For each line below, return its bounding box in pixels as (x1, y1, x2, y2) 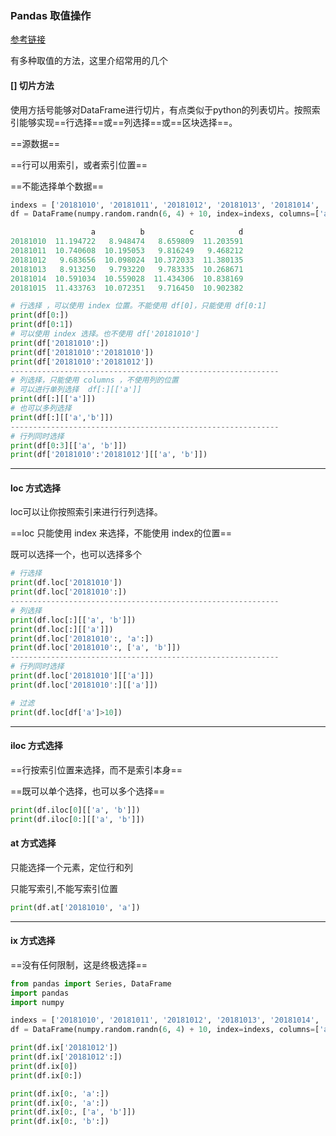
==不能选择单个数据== (10, 180, 105, 192)
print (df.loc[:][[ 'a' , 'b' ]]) (10, 615, 137, 625)
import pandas (10, 988, 70, 998)
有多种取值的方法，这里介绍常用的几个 (10, 55, 168, 67)
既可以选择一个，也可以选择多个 (10, 548, 142, 561)
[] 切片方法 (10, 79, 55, 91)
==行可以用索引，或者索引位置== (10, 158, 148, 171)
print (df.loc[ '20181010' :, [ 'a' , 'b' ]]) (10, 643, 182, 653)
